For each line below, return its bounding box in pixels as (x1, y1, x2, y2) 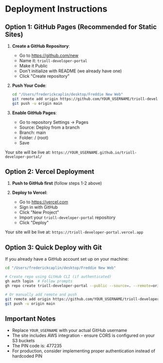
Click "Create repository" (19, 73, 70, 79)
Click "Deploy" (19, 220, 49, 226)
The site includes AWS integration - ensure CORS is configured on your (12, 332, 155, 338)
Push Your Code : (12, 82, 47, 88)
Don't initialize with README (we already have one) (19, 68, 122, 74)
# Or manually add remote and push (5, 292, 77, 297)
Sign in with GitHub (19, 204, 58, 210)
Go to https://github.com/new (19, 52, 79, 58)
